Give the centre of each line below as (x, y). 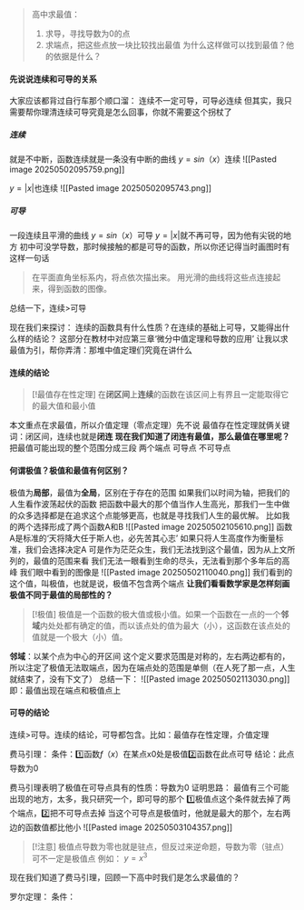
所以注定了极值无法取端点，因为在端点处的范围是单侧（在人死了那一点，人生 (152, 667)
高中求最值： (55, 14)
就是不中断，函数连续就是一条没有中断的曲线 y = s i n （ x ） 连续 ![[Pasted (143, 159)
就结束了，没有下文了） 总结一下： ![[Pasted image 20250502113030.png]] (150, 679)
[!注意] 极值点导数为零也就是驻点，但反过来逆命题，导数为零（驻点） (160, 846)
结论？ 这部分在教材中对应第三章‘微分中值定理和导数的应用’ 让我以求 (161, 339)
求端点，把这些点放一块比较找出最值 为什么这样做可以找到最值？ (166, 45)
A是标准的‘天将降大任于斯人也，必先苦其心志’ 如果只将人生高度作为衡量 (142, 538)
